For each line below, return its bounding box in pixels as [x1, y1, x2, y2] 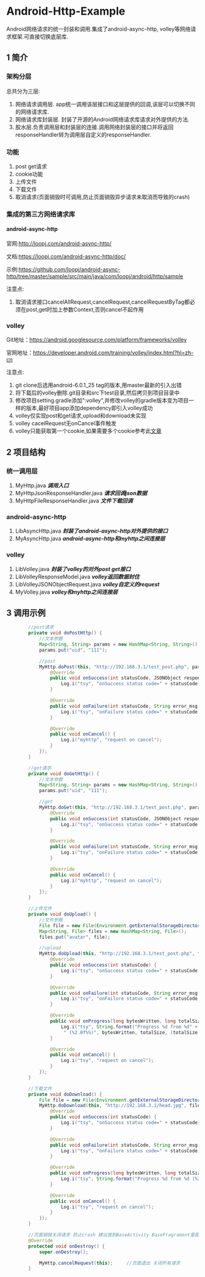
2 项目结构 [6, 447, 46, 457]
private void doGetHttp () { [28, 771, 99, 777]
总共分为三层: [6, 87, 41, 95]
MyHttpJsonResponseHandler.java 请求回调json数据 [15, 490, 148, 497]
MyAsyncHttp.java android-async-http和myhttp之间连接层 [15, 535, 166, 542]
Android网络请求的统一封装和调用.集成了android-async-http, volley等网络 [6, 25, 191, 32]
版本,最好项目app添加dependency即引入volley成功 [26, 404, 153, 412]
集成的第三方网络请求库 [6, 209, 75, 218]
